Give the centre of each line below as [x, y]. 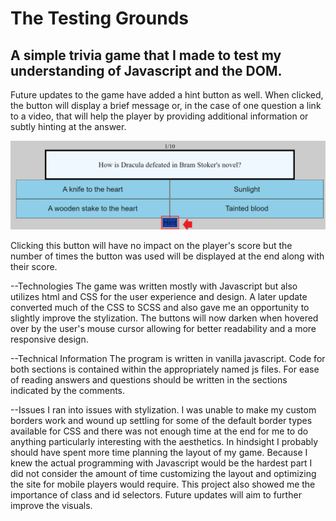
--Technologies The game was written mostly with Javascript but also [154, 286]
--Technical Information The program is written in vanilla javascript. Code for [168, 358]
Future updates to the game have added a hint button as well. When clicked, [167, 95]
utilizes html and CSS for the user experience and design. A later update [159, 296]
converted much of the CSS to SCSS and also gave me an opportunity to [160, 307]
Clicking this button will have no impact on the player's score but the [151, 245]
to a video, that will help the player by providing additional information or [159, 116]
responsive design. [49, 339]
